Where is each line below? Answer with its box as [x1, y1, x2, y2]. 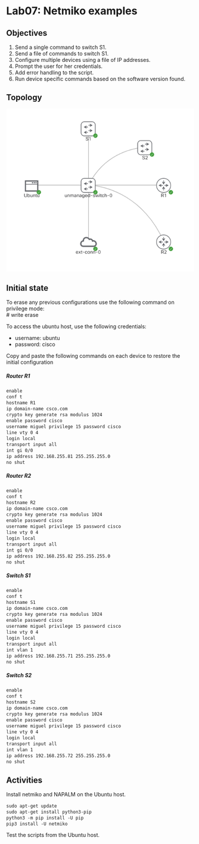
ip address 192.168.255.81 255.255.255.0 [6, 454, 111, 460]
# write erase [6, 312, 39, 319]
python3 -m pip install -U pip [6, 815, 84, 821]
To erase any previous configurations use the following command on [6, 299, 175, 306]
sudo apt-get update [6, 803, 58, 809]
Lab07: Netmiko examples [6, 4, 138, 18]
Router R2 [6, 472, 32, 479]
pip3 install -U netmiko [6, 821, 68, 827]
